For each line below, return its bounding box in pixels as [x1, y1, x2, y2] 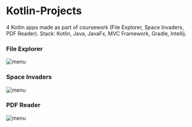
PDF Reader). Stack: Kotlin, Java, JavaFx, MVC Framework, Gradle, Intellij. [6, 30, 187, 37]
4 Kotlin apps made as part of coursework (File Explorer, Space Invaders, [6, 24, 184, 31]
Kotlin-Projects [6, 4, 82, 18]
